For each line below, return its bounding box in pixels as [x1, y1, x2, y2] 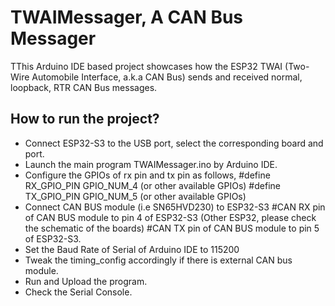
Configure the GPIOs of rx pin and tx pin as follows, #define [24, 169, 271, 181]
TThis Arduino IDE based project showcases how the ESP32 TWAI [10, 60, 283, 72]
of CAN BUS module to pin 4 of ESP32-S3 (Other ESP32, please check [24, 211, 317, 223]
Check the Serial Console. [24, 286, 133, 298]
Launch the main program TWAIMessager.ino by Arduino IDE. [24, 158, 278, 170]
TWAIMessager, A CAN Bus [10, 6, 244, 29]
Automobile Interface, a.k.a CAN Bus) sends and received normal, [31, 71, 303, 83]
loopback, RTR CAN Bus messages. [10, 81, 158, 93]
